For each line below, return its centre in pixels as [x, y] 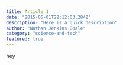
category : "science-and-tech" [43, 34]
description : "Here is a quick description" [62, 22]
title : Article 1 [27, 12]
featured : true [25, 39]
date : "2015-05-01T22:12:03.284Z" [49, 17]
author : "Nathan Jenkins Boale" [46, 28]
